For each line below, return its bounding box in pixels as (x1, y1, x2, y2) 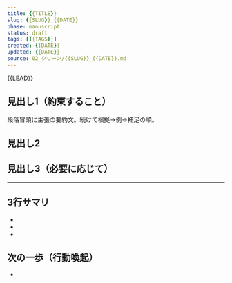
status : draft (7, 29, 48, 37)
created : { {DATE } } (7, 42, 60, 49)
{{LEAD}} (7, 74, 33, 82)
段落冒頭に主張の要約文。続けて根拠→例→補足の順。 (7, 115, 158, 124)
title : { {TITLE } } (7, 10, 57, 17)
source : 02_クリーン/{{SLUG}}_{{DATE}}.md (7, 55, 127, 62)
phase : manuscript (7, 23, 60, 30)
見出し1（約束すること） (7, 96, 112, 108)
